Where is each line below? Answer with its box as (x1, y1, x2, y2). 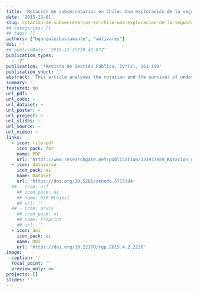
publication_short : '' (6, 69, 62, 75)
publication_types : (6, 52, 54, 58)
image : (6, 250, 22, 255)
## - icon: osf (11, 184, 49, 190)
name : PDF (16, 151, 41, 157)
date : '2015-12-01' (6, 14, 54, 20)
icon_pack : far (16, 145, 54, 151)
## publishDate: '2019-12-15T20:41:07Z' (6, 47, 107, 53)
